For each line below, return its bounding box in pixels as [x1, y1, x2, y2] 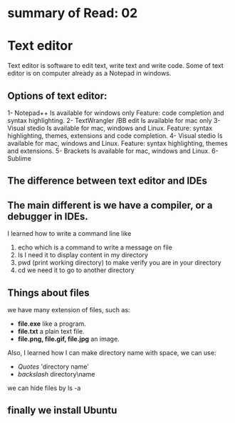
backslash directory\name [17, 369, 95, 378]
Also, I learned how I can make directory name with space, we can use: [7, 348, 216, 357]
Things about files [7, 287, 90, 299]
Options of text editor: [7, 89, 108, 101]
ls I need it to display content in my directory [17, 251, 148, 259]
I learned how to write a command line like [7, 229, 132, 238]
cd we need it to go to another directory [17, 266, 135, 274]
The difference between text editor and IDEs [7, 175, 208, 187]
